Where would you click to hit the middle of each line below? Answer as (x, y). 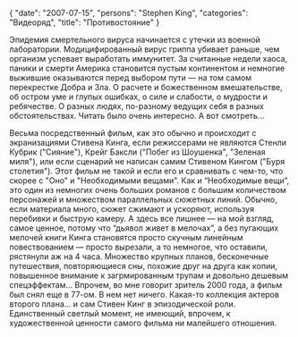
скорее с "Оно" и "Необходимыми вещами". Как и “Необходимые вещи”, (149, 181)
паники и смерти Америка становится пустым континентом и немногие (147, 68)
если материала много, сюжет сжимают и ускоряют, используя (132, 209)
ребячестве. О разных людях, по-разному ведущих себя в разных (136, 106)
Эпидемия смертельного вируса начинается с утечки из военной (135, 40)
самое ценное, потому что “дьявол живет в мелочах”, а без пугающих (144, 228)
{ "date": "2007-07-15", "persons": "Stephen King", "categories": (129, 13)
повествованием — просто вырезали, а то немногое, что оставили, (139, 247)
